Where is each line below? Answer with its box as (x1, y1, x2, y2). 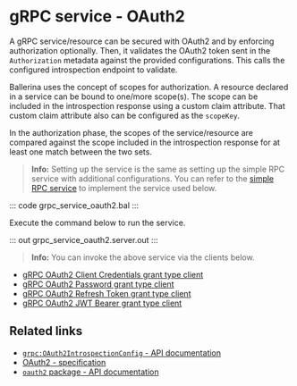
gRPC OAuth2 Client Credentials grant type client (21, 269, 204, 280)
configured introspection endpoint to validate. (9, 64, 178, 75)
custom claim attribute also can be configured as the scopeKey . (9, 110, 240, 121)
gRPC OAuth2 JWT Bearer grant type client (21, 298, 182, 308)
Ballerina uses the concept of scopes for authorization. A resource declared (9, 81, 289, 92)
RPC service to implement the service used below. (30, 182, 217, 193)
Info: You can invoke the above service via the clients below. (30, 252, 255, 263)
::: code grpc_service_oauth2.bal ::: (9, 199, 140, 211)
